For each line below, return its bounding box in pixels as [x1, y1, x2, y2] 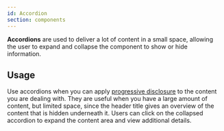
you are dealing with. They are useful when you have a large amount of [7, 95, 208, 103]
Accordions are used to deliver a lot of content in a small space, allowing [7, 35, 214, 43]
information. [7, 49, 42, 58]
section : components [7, 16, 66, 23]
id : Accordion [7, 10, 48, 17]
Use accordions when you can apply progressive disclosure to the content [7, 87, 217, 96]
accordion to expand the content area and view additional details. [7, 117, 192, 125]
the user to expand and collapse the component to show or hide [7, 42, 188, 50]
